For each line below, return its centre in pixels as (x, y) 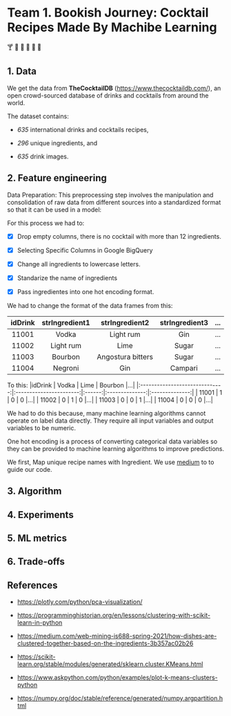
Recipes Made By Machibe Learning (112, 27)
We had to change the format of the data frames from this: (90, 305)
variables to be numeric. (42, 428)
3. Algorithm (34, 492)
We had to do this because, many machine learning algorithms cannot (107, 413)
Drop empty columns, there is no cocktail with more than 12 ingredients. (119, 236)
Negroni (66, 368)
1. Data (22, 72)
